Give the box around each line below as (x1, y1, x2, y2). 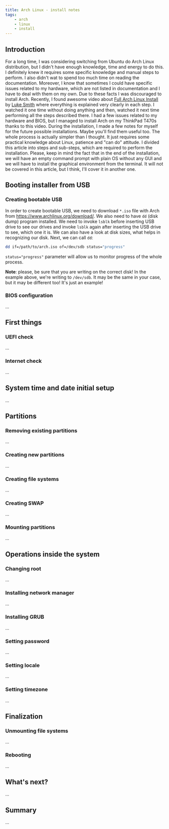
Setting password (5, 637, 49, 645)
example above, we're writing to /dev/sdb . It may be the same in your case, (5, 274, 161, 280)
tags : (5, 12, 17, 17)
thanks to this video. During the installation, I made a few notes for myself (5, 123, 158, 129)
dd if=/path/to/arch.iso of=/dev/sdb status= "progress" (5, 244, 125, 249)
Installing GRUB (5, 614, 44, 621)
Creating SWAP (5, 500, 44, 507)
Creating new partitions (5, 451, 65, 459)
